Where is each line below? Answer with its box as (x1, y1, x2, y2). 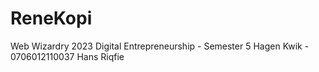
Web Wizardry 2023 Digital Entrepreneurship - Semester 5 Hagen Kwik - (10, 40, 310, 52)
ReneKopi (10, 7, 93, 30)
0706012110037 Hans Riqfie (10, 50, 125, 62)
